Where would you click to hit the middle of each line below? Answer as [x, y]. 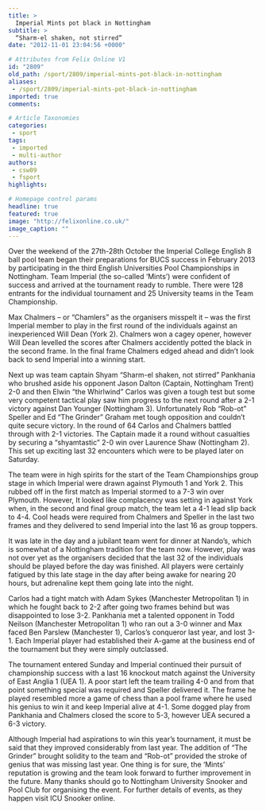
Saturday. [24, 460]
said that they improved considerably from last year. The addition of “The [128, 747]
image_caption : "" [39, 229]
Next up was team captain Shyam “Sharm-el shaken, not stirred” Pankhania [132, 375]
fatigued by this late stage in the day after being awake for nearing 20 [122, 575]
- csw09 [24, 170]
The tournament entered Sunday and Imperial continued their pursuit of [125, 665]
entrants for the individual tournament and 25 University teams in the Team [131, 293]
